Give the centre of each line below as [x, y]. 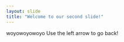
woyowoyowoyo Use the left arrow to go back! [62, 33]
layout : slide [24, 11]
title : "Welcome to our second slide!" [55, 17]
